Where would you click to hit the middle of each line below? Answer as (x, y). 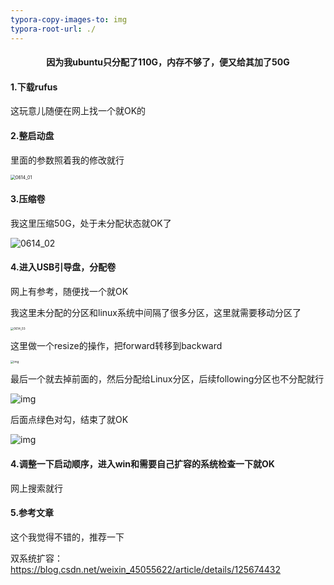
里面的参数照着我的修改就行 (67, 160)
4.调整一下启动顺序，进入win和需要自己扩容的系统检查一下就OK (142, 464)
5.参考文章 (32, 513)
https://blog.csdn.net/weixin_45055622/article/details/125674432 (146, 569)
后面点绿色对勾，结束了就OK (69, 420)
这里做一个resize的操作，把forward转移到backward (116, 346)
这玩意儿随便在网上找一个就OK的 (78, 111)
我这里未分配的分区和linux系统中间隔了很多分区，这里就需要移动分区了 (156, 312)
